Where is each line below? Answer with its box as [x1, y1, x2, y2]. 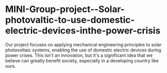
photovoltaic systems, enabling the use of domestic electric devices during [5, 47, 161, 53]
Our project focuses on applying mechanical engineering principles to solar [5, 41, 162, 47]
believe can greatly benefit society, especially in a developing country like [5, 57, 159, 63]
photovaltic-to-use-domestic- [5, 14, 135, 26]
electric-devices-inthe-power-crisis [5, 25, 160, 36]
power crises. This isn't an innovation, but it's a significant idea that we [5, 52, 153, 58]
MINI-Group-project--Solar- [5, 4, 125, 15]
